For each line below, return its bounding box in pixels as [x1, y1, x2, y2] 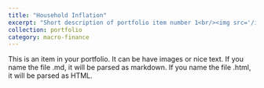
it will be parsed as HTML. [8, 71, 93, 80]
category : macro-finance [8, 33, 90, 41]
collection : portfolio [8, 26, 82, 33]
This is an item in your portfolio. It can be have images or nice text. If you [8, 55, 244, 64]
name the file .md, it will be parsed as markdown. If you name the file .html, [8, 63, 251, 72]
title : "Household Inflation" [8, 11, 108, 19]
